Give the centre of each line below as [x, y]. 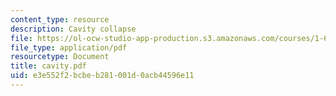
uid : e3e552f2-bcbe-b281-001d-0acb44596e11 [102, 76]
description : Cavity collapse [73, 29]
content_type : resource [60, 19]
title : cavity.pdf [48, 66]
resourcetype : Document [60, 57]
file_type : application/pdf [69, 47]
